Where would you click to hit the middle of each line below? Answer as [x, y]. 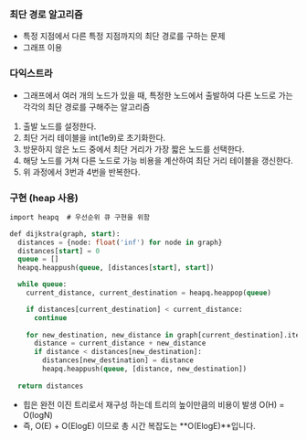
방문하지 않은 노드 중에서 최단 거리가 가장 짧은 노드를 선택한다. [133, 149]
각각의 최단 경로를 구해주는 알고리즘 [86, 106]
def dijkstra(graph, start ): [65, 234]
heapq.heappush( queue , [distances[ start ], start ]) [116, 268]
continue [50, 317]
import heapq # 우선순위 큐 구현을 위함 [80, 217]
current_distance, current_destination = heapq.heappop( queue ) [149, 293]
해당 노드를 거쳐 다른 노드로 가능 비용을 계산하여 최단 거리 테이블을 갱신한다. [158, 160]
